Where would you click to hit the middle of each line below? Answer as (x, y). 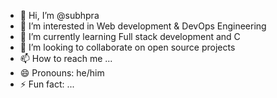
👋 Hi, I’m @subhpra (59, 15)
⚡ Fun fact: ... (47, 84)
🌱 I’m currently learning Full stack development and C (130, 36)
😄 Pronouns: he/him (62, 73)
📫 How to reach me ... (66, 58)
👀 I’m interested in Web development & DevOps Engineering (143, 26)
